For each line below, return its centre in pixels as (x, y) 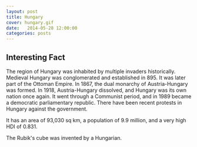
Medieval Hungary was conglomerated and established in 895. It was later (96, 78)
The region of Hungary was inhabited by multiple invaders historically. (91, 71)
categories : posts (29, 34)
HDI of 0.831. (22, 126)
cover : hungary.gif (30, 22)
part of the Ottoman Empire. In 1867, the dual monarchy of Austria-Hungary (97, 83)
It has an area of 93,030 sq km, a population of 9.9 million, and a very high (96, 120)
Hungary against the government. (47, 109)
